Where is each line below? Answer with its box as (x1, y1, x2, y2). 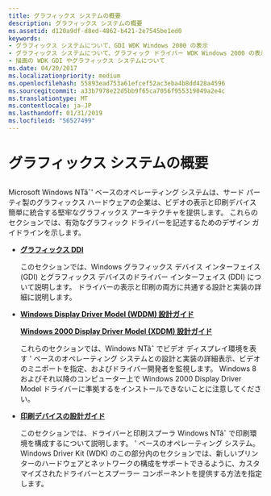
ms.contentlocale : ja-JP (8, 102, 92, 110)
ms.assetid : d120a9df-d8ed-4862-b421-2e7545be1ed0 (8, 27, 182, 35)
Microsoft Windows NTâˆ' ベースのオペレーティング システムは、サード (8, 187, 244, 198)
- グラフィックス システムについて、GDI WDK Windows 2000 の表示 (8, 42, 208, 50)
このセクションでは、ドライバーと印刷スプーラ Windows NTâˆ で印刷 (19, 428, 250, 438)
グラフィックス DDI (19, 245, 84, 255)
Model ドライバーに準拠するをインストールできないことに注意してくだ (19, 384, 255, 394)
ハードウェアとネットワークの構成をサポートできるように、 (41, 459, 240, 469)
